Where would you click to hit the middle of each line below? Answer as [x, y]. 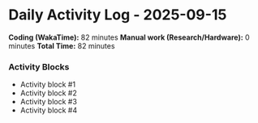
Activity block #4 [49, 110]
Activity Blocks [39, 66]
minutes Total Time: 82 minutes [62, 45]
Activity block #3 [48, 102]
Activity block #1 [47, 85]
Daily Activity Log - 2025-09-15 [118, 15]
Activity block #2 [48, 93]
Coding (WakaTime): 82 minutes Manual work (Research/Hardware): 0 [129, 37]
